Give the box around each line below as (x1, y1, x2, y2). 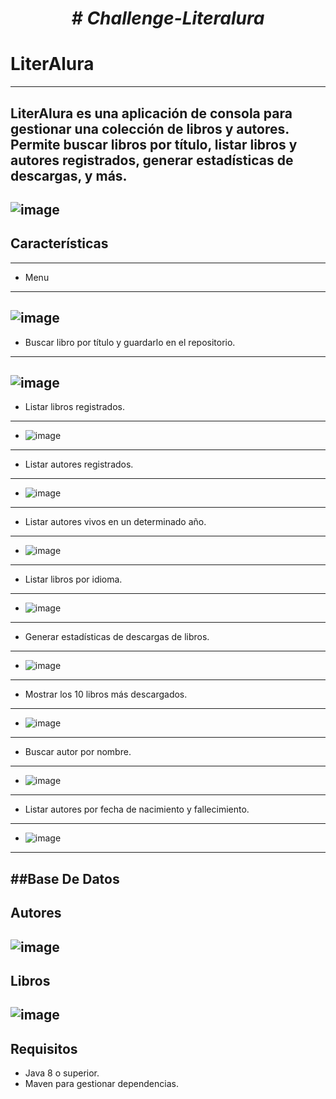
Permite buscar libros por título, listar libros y (10, 136, 298, 153)
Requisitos (10, 1040, 78, 1057)
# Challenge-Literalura (71, 7, 265, 30)
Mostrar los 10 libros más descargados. (24, 688, 188, 701)
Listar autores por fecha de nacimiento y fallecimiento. (24, 803, 250, 816)
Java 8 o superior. (24, 1067, 100, 1079)
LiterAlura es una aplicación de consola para (10, 105, 293, 122)
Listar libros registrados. (24, 401, 125, 413)
